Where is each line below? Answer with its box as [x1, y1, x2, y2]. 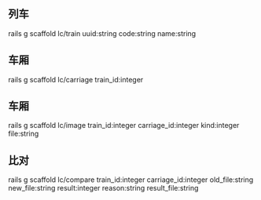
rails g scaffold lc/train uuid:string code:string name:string [8, 28, 197, 38]
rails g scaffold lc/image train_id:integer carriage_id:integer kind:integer [8, 121, 240, 130]
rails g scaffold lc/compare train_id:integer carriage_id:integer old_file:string [8, 175, 254, 184]
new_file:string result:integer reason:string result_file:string [8, 184, 199, 193]
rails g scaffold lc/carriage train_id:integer [8, 75, 144, 84]
